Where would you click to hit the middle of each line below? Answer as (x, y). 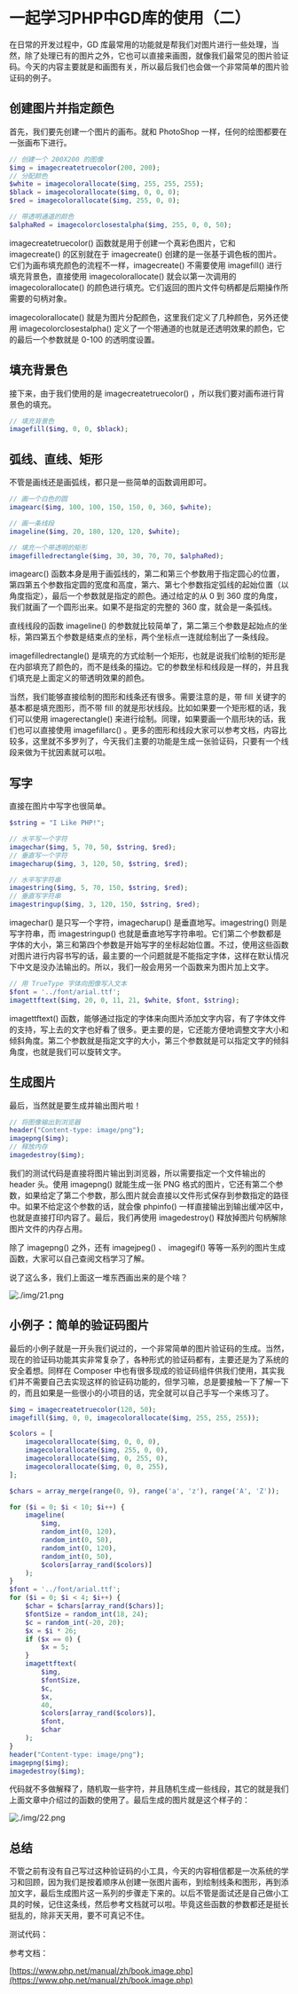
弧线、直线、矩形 (56, 459)
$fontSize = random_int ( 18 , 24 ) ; (87, 1614)
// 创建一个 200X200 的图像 (56, 159)
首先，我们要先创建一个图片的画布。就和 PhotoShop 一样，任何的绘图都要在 (148, 131)
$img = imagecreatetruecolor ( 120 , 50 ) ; (83, 1409)
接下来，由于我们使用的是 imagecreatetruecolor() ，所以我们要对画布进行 (143, 393)
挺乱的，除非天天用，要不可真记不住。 (79, 1915)
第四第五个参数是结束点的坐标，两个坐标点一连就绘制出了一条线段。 (149, 637)
